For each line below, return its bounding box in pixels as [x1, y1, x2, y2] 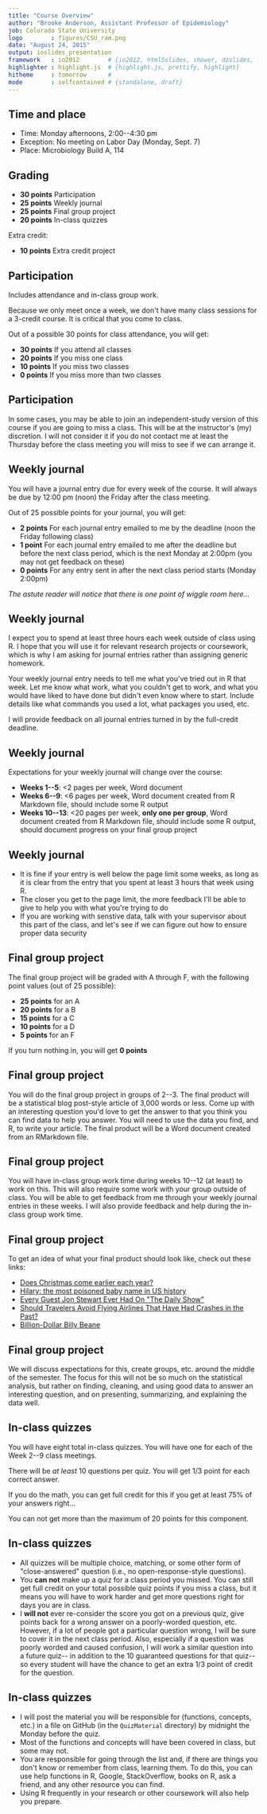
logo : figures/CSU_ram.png [8, 33, 126, 42]
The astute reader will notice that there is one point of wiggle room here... [8, 589, 250, 599]
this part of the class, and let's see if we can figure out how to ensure [19, 920, 248, 929]
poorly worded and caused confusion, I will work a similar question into [19, 1642, 253, 1652]
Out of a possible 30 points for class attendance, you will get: [8, 329, 209, 339]
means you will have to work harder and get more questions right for [19, 1591, 245, 1601]
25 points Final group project [19, 207, 116, 216]
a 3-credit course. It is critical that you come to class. [8, 313, 183, 323]
